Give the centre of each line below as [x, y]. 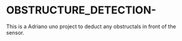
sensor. [16, 32]
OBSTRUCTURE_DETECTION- [81, 10]
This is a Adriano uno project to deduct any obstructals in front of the [91, 26]
